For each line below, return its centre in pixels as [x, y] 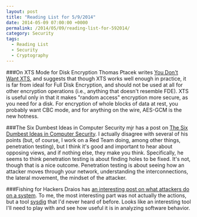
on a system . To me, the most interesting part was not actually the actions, [96, 195]
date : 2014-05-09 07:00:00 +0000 [47, 22]
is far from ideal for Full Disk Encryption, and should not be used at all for [95, 85]
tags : [13, 39]
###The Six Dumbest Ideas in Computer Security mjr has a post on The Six [97, 127]
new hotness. [23, 116]
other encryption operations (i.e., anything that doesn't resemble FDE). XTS [98, 91]
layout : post [22, 11]
